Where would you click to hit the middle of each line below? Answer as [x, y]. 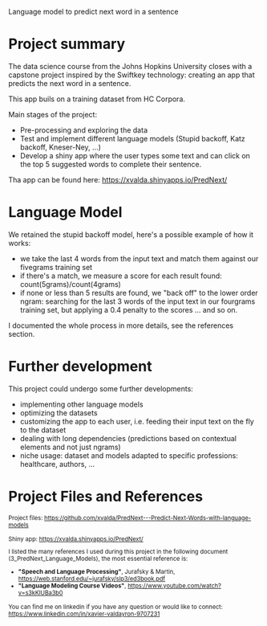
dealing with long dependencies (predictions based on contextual [128, 438]
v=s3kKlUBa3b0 [40, 593]
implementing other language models [81, 404]
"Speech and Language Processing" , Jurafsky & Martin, [97, 572]
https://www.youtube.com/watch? [175, 586]
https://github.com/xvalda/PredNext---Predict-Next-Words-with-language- [148, 518]
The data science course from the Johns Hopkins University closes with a [130, 66]
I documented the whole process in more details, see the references [121, 325]
